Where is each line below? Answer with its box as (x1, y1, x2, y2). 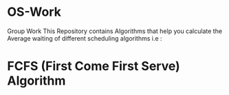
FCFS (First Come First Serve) (7, 59, 180, 74)
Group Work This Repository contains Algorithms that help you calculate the (7, 27, 222, 35)
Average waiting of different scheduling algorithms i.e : (7, 34, 163, 42)
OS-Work (7, 4, 62, 20)
